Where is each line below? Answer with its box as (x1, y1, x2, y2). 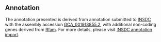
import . (5, 31, 19, 37)
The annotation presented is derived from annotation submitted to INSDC (5, 16, 151, 22)
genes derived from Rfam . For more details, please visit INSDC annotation (5, 26, 153, 32)
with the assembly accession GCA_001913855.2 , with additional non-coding (5, 21, 157, 27)
